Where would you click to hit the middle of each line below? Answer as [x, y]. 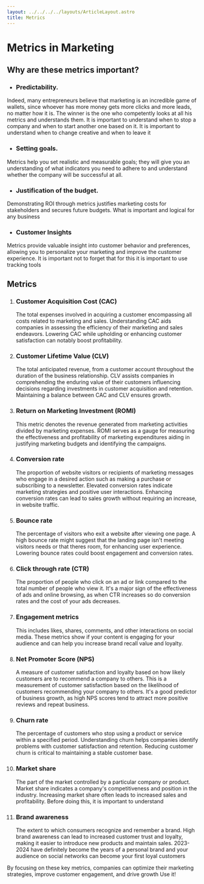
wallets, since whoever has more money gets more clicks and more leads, [99, 107]
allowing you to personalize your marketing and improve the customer [94, 252]
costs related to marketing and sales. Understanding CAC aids [93, 321]
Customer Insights [44, 232]
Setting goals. [37, 148]
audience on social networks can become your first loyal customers [100, 856]
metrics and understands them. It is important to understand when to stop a [101, 120]
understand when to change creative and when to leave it [79, 133]
